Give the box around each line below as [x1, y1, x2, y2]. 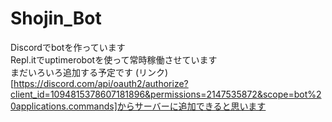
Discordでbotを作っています [10, 41, 126, 53]
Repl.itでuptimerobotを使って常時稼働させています [10, 53, 218, 66]
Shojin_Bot [10, 7, 102, 30]
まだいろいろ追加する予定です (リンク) [10, 66, 169, 78]
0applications [10, 100, 67, 112]
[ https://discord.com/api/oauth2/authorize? [10, 77, 189, 89]
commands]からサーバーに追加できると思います [68, 100, 267, 112]
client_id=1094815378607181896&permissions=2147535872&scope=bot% [10, 88, 317, 100]
